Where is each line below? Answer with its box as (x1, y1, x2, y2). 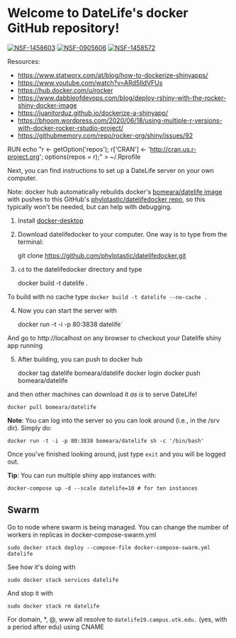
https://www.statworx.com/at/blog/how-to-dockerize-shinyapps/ (17, 71, 208, 79)
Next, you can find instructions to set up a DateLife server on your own (7, 166, 214, 174)
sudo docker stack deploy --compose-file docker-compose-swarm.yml (7, 544, 211, 551)
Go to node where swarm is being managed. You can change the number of (7, 522, 229, 531)
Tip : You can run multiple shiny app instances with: (7, 471, 157, 479)
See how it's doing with (7, 562, 76, 571)
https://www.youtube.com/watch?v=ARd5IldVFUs (17, 78, 163, 86)
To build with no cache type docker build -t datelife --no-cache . (7, 292, 208, 301)
